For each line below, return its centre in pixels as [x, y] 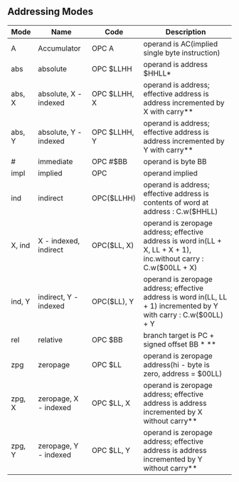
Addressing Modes [51, 12]
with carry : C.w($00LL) [184, 314]
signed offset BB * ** [180, 344]
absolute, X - [60, 93]
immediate [55, 161]
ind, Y [21, 301]
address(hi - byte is [176, 364]
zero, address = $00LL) [183, 374]
